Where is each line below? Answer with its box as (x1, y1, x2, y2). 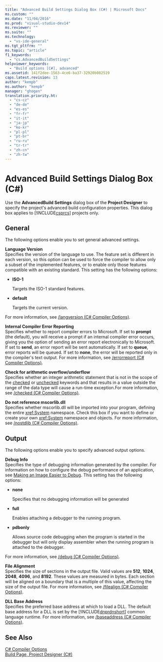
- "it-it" (9, 115, 29, 121)
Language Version (5, 246, 43, 252)
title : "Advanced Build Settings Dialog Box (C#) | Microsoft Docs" (5, 7, 147, 12)
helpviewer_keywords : (5, 61, 49, 66)
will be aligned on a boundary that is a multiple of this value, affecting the (5, 579, 152, 585)
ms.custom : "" (5, 12, 34, 17)
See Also (5, 633, 33, 642)
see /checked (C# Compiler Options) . (5, 390, 80, 396)
